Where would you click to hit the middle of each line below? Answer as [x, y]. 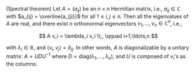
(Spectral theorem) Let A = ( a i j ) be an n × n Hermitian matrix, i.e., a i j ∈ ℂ [93, 9]
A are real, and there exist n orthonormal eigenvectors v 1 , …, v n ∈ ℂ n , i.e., [94, 24]
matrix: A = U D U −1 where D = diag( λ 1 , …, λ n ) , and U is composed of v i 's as [96, 56]
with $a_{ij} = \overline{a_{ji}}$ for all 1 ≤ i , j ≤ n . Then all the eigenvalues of [97, 16]
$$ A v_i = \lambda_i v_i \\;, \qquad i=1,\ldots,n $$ [98, 36]
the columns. [22, 64]
